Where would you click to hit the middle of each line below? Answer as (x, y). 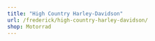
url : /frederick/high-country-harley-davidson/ (78, 20)
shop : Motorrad (29, 26)
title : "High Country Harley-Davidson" (65, 14)
